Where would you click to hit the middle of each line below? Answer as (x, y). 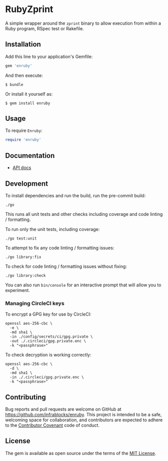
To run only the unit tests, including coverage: (53, 229)
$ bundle (14, 85)
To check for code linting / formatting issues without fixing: (66, 266)
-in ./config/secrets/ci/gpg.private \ (51, 337)
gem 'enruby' (19, 66)
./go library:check (26, 275)
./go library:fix (23, 257)
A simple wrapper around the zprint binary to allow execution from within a (83, 23)
